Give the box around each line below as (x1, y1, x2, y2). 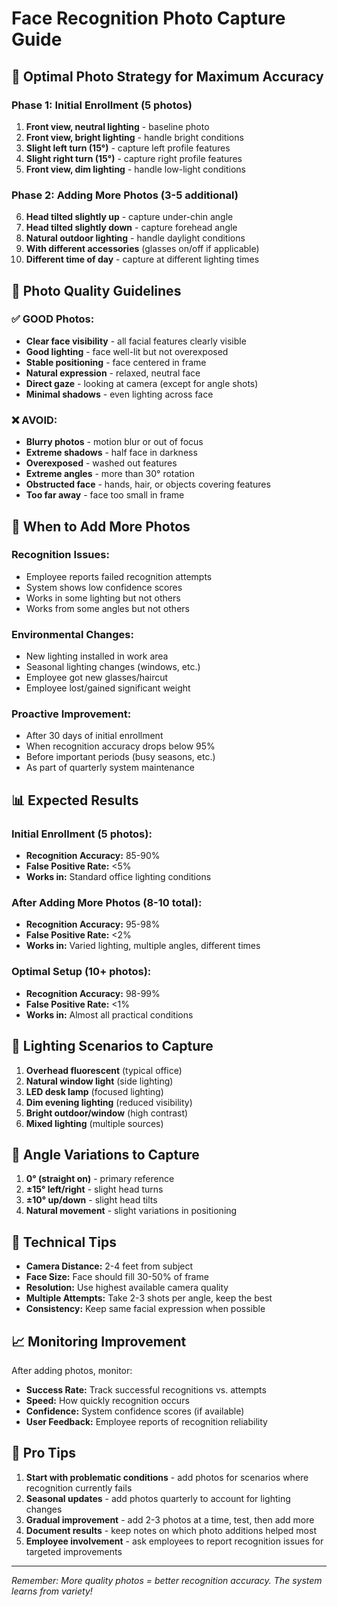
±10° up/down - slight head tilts (25, 1194, 158, 1206)
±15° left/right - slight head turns (25, 1183, 164, 1196)
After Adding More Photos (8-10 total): (11, 896, 203, 910)
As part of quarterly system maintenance (25, 762, 195, 774)
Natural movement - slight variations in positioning (25, 1205, 238, 1217)
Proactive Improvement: (11, 707, 132, 721)
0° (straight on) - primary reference (25, 1173, 175, 1185)
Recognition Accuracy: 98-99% (25, 987, 161, 999)
